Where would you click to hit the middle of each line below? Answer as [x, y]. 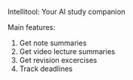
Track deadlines [46, 69]
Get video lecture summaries [67, 51]
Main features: [31, 27]
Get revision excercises [58, 60]
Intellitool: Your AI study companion [66, 12]
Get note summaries [53, 43]
